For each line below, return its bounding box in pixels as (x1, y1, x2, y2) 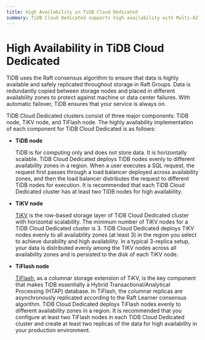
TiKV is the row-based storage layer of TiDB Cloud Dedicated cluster (15, 212, 189, 219)
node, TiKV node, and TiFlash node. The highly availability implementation (6, 119, 193, 126)
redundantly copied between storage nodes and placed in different (6, 87, 176, 95)
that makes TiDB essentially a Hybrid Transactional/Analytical (15, 281, 170, 289)
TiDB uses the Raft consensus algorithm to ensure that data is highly (6, 74, 179, 81)
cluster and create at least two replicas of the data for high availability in (15, 320, 198, 328)
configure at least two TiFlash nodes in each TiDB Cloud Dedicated (15, 314, 185, 321)
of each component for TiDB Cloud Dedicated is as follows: (6, 125, 156, 132)
